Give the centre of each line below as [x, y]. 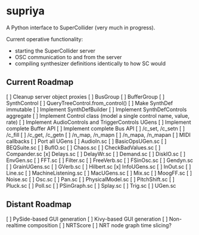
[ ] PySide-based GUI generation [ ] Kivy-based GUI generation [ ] [87, 219]
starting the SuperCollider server [55, 51]
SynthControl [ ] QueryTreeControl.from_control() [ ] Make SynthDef [90, 103]
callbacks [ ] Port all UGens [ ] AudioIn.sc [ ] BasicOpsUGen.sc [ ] [86, 141]
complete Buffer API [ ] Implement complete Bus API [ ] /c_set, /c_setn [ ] [96, 128]
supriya [25, 11]
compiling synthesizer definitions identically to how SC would [90, 63]
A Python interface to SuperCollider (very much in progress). [81, 28]
